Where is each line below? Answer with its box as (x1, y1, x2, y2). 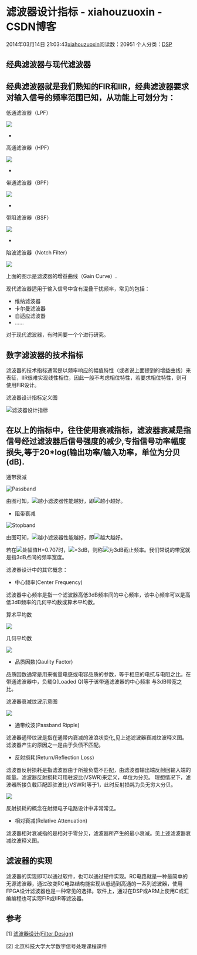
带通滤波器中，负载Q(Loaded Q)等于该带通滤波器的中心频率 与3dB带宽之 (6, 678, 182, 685)
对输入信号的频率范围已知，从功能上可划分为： (6, 92, 176, 102)
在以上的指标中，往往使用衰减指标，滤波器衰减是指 (6, 425, 191, 436)
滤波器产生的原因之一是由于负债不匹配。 (6, 741, 104, 748)
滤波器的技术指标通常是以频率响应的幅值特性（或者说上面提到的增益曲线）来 (6, 366, 191, 374)
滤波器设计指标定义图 (6, 394, 57, 401)
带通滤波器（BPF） (6, 179, 52, 186)
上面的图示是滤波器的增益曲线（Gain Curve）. (6, 273, 117, 280)
